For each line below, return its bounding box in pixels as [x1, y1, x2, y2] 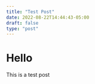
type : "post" [6, 25, 39, 32]
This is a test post [6, 71, 50, 79]
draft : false [6, 20, 39, 26]
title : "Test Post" [6, 8, 55, 15]
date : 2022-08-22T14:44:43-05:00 [6, 14, 90, 20]
